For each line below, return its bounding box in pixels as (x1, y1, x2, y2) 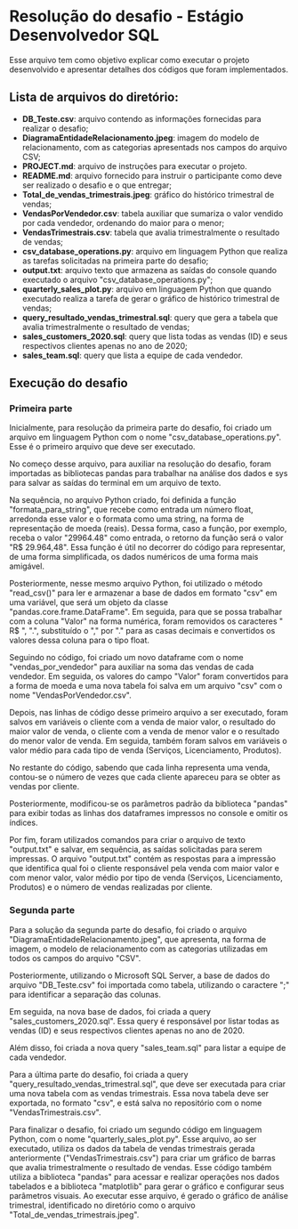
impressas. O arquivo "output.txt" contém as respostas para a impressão (9, 853, 277, 864)
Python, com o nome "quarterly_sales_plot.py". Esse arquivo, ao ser (9, 1133, 257, 1144)
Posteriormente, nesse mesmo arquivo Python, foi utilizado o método (9, 578, 263, 589)
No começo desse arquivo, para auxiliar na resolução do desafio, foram (9, 458, 271, 469)
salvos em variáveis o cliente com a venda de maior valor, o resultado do (9, 716, 276, 727)
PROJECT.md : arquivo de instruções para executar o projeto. (21, 160, 247, 171)
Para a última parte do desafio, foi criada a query (9, 1069, 189, 1079)
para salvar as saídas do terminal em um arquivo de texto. (9, 478, 221, 489)
